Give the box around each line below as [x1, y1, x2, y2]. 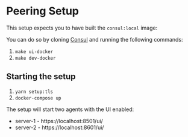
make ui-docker [14, 48, 54, 55]
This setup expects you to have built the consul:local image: [6, 24, 158, 31]
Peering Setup [6, 4, 80, 18]
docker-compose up [14, 95, 61, 101]
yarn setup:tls [14, 89, 54, 95]
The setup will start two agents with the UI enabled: [6, 106, 134, 113]
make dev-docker [14, 55, 56, 61]
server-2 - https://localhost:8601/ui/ [14, 124, 104, 131]
